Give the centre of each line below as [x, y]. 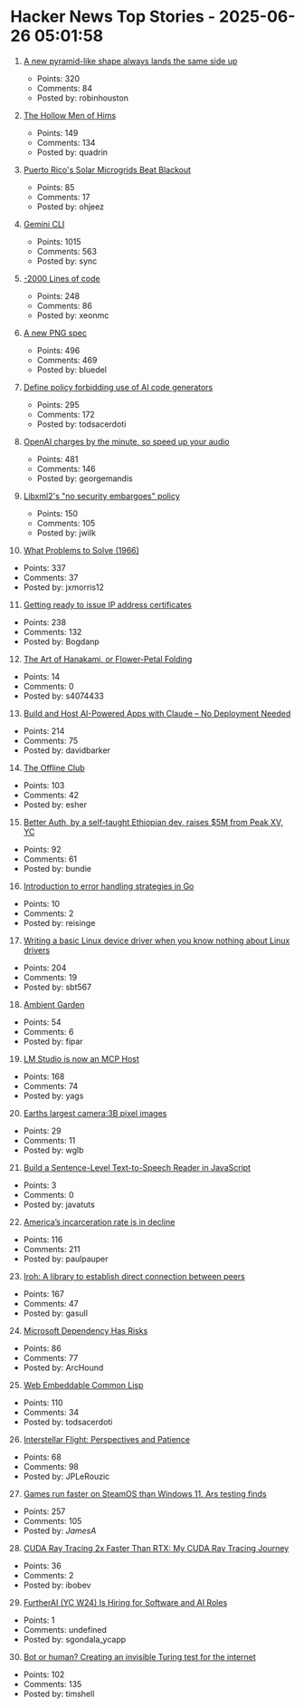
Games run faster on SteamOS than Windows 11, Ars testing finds [145, 1493]
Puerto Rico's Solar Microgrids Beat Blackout [107, 169]
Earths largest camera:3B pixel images [95, 1113]
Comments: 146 [66, 468]
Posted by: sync [67, 261]
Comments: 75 [51, 740]
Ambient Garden [54, 1004]
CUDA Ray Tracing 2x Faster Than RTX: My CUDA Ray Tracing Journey [156, 1548]
